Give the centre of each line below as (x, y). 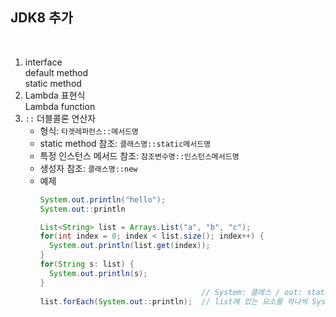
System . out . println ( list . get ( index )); (129, 246)
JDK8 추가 (41, 18)
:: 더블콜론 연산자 (60, 118)
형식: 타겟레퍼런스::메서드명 (89, 130)
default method (56, 72)
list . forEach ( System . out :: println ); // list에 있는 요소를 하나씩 (173, 301)
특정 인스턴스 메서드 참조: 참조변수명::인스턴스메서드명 (139, 155)
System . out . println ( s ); (98, 273)
